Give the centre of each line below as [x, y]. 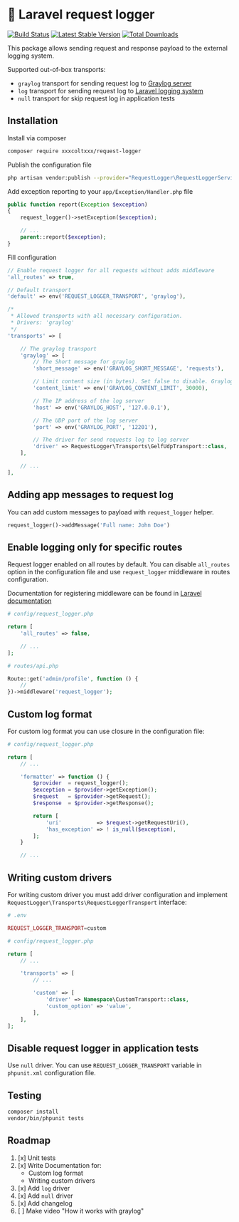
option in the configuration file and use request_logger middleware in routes [119, 572]
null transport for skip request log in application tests [96, 98]
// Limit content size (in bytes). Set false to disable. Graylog [133, 382]
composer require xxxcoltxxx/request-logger [74, 151]
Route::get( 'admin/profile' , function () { [73, 679]
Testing [25, 1096]
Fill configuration [32, 257]
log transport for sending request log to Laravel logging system [111, 90]
